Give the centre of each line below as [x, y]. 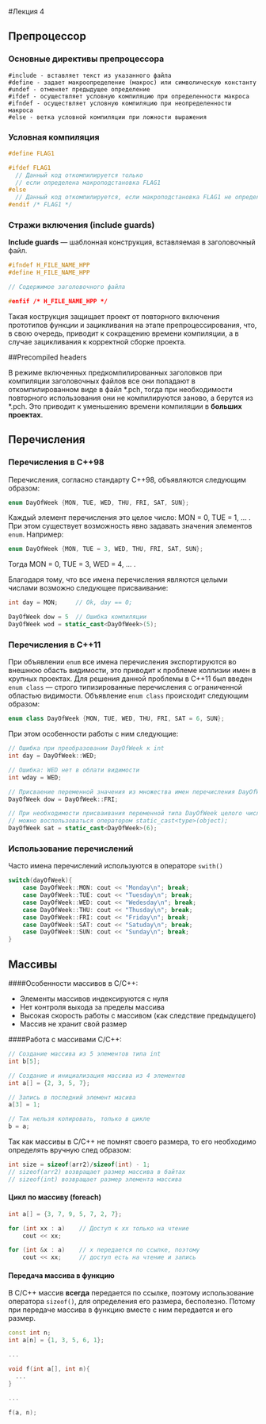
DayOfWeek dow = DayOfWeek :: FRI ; [63, 799]
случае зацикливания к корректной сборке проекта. [97, 341]
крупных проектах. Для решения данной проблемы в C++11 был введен [130, 679]
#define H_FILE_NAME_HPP [49, 273]
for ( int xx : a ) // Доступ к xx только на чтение [99, 1228]
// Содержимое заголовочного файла [67, 287]
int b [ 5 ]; [25, 1061]
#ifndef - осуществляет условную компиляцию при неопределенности [120, 103]
